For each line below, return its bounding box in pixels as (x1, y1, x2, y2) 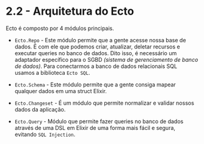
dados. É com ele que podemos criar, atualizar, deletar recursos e (14, 43, 181, 50)
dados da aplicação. (14, 105, 66, 113)
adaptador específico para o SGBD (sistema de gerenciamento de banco (14, 56, 199, 63)
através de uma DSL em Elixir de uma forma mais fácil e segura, (14, 124, 175, 131)
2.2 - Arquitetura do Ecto (5, 4, 134, 18)
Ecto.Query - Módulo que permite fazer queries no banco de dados (14, 118, 184, 125)
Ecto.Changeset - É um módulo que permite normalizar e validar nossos (14, 99, 195, 107)
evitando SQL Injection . (14, 131, 76, 138)
